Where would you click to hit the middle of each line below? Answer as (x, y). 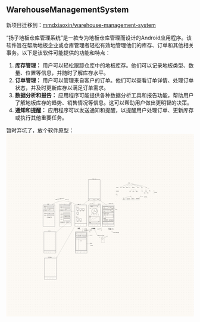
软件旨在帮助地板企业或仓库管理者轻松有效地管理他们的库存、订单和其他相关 (100, 45)
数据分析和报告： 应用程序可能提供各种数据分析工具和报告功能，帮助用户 (104, 95)
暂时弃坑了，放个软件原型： (40, 130)
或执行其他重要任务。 (41, 117)
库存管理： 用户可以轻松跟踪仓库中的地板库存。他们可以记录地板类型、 (101, 65)
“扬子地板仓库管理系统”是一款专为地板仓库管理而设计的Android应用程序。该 (99, 38)
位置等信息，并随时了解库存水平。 (67, 73)
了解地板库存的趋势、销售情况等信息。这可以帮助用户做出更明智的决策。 (103, 102)
